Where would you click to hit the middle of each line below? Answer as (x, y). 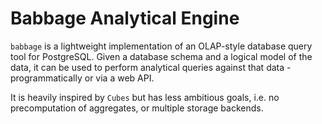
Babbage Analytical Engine (125, 18)
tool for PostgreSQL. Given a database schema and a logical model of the (161, 56)
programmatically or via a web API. (82, 78)
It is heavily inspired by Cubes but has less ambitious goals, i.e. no (145, 97)
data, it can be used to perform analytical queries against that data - (151, 67)
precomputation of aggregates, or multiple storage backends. (137, 108)
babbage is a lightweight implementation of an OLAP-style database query (161, 46)
